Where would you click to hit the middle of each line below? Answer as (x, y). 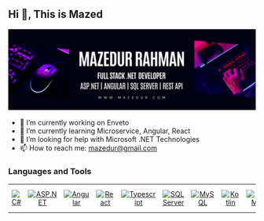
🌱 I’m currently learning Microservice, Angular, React (105, 131)
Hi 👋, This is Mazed (56, 14)
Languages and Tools (50, 172)
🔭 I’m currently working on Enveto (74, 123)
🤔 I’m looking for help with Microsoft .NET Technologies (110, 139)
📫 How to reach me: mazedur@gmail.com (88, 148)
